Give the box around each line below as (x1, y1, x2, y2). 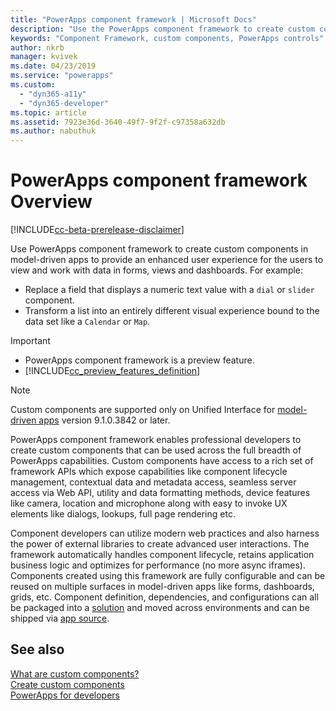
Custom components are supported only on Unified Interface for (10, 404, 276, 416)
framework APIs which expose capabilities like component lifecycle (10, 466, 288, 478)
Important (10, 335, 51, 347)
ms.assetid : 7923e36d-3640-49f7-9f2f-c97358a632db (10, 117, 226, 127)
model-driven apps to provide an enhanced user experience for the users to (10, 254, 324, 266)
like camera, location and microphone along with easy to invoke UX (10, 497, 288, 510)
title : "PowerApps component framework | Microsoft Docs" (10, 14, 257, 25)
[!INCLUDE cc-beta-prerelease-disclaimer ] (10, 224, 185, 236)
